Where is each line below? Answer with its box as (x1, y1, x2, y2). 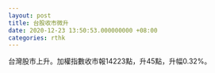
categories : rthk (8, 33, 66, 42)
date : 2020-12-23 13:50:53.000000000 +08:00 (8, 26, 158, 34)
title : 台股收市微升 (8, 19, 69, 27)
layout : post (8, 11, 52, 20)
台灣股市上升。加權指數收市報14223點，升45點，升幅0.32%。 (8, 56, 212, 66)
